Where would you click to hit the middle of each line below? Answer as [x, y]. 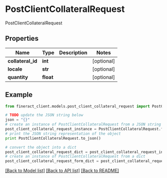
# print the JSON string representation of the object [63, 133]
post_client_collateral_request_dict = [46, 152]
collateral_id [22, 61]
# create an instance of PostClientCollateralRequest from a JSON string [83, 125]
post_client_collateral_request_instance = [51, 129]
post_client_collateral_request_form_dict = [52, 161]
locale [15, 69]
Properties [22, 39]
